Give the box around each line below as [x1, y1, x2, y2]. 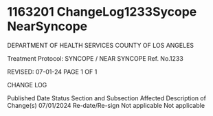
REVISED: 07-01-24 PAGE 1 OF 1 [7, 68, 98, 76]
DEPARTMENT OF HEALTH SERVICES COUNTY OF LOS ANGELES [7, 41, 194, 49]
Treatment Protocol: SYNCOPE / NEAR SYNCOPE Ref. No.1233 [7, 54, 183, 62]
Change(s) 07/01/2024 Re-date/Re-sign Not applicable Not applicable [7, 101, 205, 109]
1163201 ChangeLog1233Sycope [7, 4, 197, 20]
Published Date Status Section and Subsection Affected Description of [7, 93, 206, 102]
